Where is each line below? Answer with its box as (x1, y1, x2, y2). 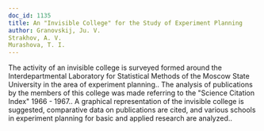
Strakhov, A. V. (8, 33, 62, 42)
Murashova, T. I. (8, 41, 66, 49)
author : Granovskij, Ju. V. (8, 26, 101, 34)
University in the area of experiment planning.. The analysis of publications (8, 80, 254, 90)
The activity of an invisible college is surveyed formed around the (8, 63, 222, 72)
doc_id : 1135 (8, 11, 52, 20)
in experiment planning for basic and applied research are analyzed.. (8, 114, 232, 123)
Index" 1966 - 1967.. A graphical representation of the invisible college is (8, 97, 244, 106)
